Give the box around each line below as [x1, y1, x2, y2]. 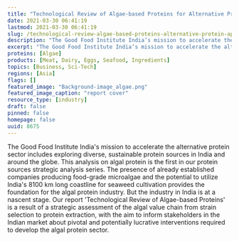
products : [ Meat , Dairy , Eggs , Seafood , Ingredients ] [7, 57, 171, 64]
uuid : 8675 [7, 122, 40, 130]
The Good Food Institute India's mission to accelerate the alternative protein [7, 142, 230, 151]
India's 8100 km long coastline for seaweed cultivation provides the [7, 180, 205, 188]
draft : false [7, 103, 46, 110]
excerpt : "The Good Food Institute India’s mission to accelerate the [7, 43, 221, 50]
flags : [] [7, 76, 37, 84]
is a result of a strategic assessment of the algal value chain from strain [7, 203, 217, 211]
